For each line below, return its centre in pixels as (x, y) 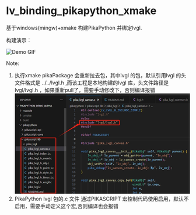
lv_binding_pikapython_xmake (81, 11)
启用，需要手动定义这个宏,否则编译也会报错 (66, 206)
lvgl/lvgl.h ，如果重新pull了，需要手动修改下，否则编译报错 (85, 90)
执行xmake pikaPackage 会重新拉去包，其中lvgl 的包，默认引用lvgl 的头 (100, 75)
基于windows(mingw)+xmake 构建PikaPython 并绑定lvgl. (74, 28)
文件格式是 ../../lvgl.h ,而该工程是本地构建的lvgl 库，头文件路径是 (92, 83)
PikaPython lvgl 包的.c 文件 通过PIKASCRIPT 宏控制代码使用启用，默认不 (101, 199)
